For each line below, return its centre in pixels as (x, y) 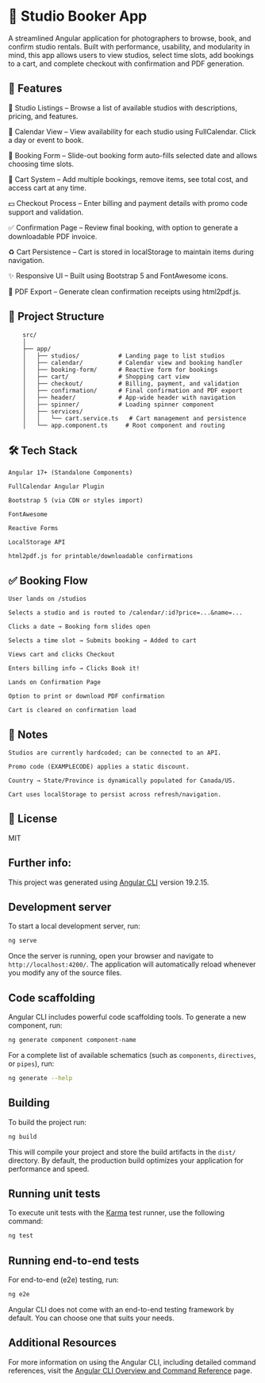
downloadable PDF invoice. (53, 236)
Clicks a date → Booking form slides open (79, 627)
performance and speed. (49, 1168)
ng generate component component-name (72, 1040)
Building (29, 1103)
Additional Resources (62, 1343)
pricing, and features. (43, 116)
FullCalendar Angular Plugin (56, 487)
